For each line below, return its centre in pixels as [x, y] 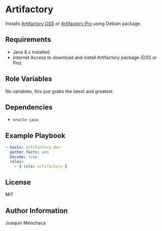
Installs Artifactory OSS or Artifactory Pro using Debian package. [73, 24]
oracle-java [25, 120]
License [18, 182]
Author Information [37, 211]
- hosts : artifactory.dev [33, 147]
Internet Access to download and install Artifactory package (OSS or [85, 57]
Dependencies [29, 107]
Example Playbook [35, 136]
